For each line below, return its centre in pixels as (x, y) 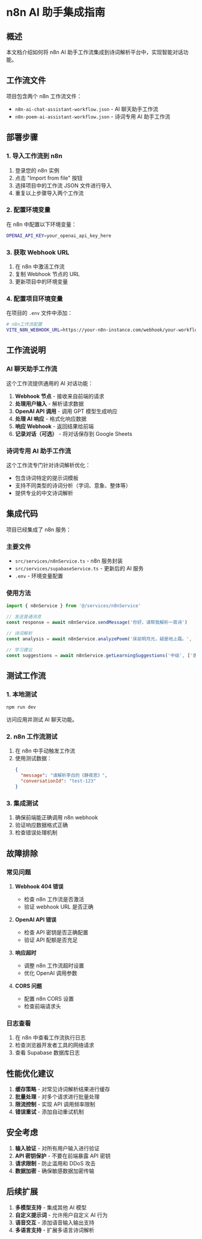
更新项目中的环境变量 (41, 282)
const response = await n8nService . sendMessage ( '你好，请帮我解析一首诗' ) (97, 623)
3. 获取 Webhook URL (38, 252)
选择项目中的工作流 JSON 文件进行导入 (63, 185)
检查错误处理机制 (36, 833)
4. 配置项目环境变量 (35, 298)
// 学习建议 (20, 650)
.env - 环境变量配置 (39, 576)
